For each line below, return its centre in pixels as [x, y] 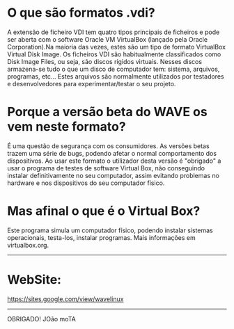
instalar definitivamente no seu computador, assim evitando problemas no [113, 175]
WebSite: [34, 280]
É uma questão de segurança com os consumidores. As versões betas [109, 146]
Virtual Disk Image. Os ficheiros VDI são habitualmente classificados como [114, 54]
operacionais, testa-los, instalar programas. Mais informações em [102, 237]
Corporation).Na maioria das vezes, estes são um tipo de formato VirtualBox [117, 47]
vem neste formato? [67, 127]
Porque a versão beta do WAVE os [107, 112]
